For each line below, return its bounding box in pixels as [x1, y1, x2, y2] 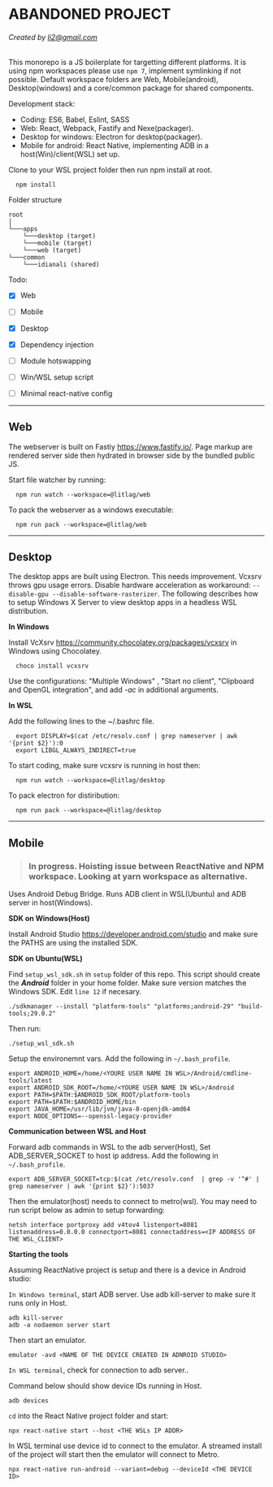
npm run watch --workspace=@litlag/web [15, 490, 151, 498]
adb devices [8, 1397, 49, 1405]
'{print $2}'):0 [8, 739, 63, 748]
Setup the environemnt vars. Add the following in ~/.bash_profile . [8, 1054, 231, 1063]
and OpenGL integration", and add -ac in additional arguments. [8, 685, 219, 695]
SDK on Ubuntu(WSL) [8, 954, 83, 963]
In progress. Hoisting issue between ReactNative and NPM [28, 860, 264, 872]
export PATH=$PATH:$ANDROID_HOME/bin [8, 1098, 136, 1107]
